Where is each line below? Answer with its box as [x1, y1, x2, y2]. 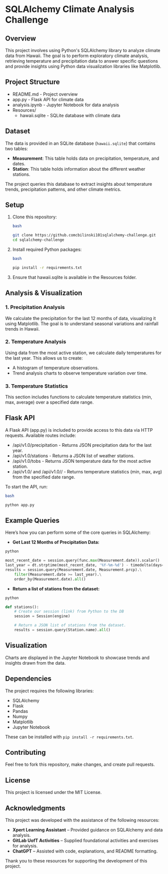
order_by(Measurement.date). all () [14, 576, 86, 581]
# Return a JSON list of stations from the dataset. [14, 623, 126, 628]
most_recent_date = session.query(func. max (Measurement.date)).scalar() [5, 558, 160, 563]
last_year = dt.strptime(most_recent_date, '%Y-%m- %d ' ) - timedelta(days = [5, 562, 164, 568]
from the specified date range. [12, 474, 75, 480]
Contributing [5, 748, 46, 757]
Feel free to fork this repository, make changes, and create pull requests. [5, 761, 155, 767]
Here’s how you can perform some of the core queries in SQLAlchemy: [5, 529, 151, 535]
